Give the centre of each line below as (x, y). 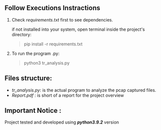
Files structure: (28, 78)
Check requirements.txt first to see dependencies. (62, 20)
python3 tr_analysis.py (47, 63)
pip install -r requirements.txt (53, 44)
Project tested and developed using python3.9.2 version (62, 122)
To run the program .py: (35, 53)
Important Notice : (33, 111)
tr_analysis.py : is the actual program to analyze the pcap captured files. (84, 90)
